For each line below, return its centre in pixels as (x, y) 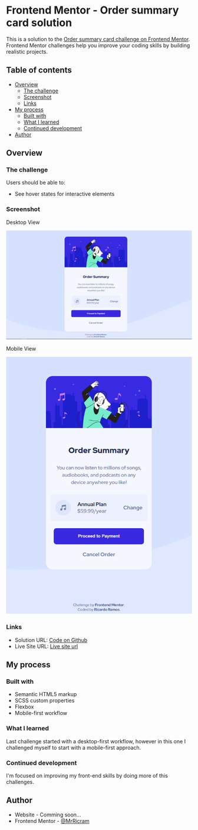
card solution (39, 23)
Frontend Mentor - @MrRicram (52, 821)
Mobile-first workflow (41, 713)
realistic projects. (27, 51)
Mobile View (21, 349)
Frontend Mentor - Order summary (93, 10)
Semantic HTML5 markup (46, 694)
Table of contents (39, 70)
